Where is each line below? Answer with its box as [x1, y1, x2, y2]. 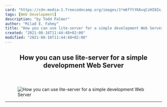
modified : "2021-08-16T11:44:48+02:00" [5, 35, 88, 40]
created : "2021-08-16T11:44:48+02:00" [5, 30, 85, 35]
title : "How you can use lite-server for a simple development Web [5, 26, 148, 31]
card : [5, 7, 16, 12]
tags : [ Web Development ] [5, 12, 57, 17]
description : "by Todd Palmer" [5, 16, 70, 21]
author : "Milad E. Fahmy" [5, 21, 59, 26]
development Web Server [43, 61, 124, 70]
